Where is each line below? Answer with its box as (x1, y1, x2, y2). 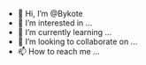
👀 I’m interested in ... (17, 18, 93, 28)
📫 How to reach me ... (17, 47, 100, 56)
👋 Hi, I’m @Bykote (17, 9, 83, 18)
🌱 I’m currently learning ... (17, 27, 112, 37)
